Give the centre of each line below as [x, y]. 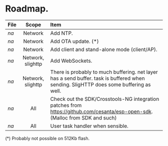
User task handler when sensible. [89, 126]
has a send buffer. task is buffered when [97, 78]
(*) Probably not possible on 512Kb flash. [47, 138]
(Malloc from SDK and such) [83, 117]
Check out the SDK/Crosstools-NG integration [105, 99]
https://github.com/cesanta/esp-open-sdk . [102, 111]
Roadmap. [27, 9]
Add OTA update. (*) [74, 41]
